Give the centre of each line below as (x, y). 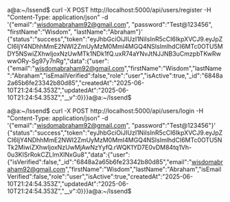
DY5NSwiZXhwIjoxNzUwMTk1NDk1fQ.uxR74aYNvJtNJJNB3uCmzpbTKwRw (114, 54)
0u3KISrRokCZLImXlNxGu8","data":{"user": (69, 155)
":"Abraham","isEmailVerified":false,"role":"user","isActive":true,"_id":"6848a (115, 76)
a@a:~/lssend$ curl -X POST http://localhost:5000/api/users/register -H (109, 10)
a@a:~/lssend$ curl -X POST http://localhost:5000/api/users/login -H (105, 111)
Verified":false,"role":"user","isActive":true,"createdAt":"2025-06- (100, 177)
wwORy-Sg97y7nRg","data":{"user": (58, 61)
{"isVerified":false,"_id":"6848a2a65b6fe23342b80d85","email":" (100, 162)
